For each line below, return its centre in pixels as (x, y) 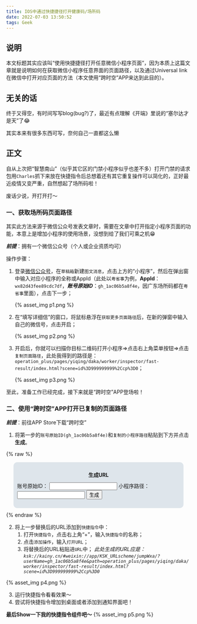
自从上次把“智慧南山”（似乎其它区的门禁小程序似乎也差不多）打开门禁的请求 (98, 169)
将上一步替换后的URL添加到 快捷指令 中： (62, 527)
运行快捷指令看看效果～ (43, 595)
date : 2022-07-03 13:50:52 (39, 17)
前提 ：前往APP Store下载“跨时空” (46, 422)
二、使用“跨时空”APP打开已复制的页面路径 (67, 409)
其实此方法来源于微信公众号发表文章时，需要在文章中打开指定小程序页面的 (96, 226)
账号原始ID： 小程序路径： (83, 486)
